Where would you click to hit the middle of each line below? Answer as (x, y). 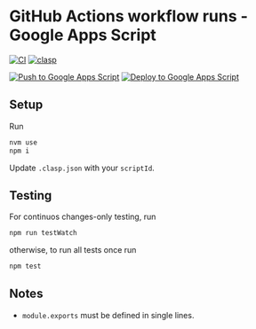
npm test (25, 266)
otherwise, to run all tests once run (73, 250)
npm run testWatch (43, 233)
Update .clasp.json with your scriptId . (82, 168)
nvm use (24, 142)
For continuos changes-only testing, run (83, 217)
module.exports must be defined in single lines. (108, 315)
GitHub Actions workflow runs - (129, 16)
